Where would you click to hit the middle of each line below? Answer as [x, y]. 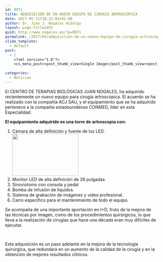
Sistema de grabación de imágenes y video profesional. [68, 195]
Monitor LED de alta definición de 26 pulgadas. [59, 179]
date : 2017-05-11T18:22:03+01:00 [39, 19]
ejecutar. [14, 225]
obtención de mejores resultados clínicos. [47, 254]
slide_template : [21, 41]
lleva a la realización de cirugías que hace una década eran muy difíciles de [81, 220]
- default [19, 46]
